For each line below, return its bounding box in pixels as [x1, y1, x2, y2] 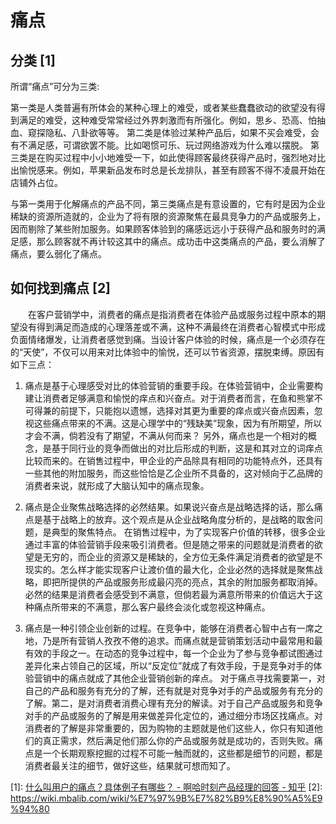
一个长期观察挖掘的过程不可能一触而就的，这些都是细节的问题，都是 [42, 747, 323, 759]
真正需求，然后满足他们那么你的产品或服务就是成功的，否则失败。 [42, 734, 315, 746]
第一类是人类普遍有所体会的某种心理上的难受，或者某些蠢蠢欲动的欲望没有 [10, 102, 317, 113]
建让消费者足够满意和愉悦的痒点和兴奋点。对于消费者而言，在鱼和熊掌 [24, 392, 315, 404]
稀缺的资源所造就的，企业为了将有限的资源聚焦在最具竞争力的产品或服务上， [10, 211, 326, 222]
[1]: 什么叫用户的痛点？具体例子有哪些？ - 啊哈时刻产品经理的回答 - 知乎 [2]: [10, 781, 323, 793]
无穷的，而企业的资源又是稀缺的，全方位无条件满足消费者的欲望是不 [42, 551, 323, 563]
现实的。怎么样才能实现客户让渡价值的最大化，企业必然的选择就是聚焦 [24, 563, 315, 575]
